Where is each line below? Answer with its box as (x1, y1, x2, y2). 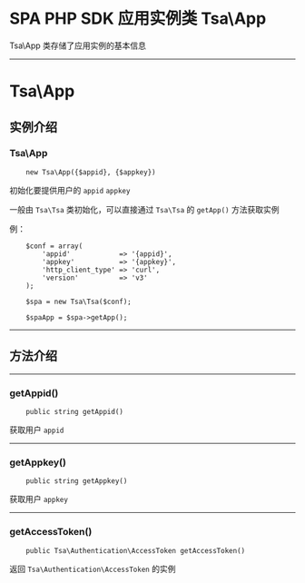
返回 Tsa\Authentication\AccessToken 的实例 (9, 563, 176, 574)
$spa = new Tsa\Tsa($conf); (25, 297, 132, 306)
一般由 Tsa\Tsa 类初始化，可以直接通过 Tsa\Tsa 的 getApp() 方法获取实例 (9, 203, 280, 214)
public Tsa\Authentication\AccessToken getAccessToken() (25, 546, 246, 555)
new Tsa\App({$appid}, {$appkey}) (25, 167, 156, 177)
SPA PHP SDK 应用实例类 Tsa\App (9, 8, 267, 29)
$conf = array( (25, 242, 84, 251)
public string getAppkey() (25, 477, 128, 486)
